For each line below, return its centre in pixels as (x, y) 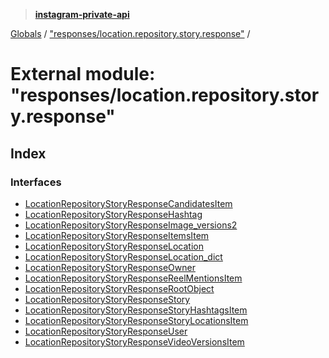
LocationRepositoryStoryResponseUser (106, 331)
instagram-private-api (82, 14)
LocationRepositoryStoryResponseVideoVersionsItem (134, 341)
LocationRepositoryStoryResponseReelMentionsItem (133, 278)
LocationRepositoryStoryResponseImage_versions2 (131, 225)
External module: (83, 74)
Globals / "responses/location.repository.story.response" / (130, 33)
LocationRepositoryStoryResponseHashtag (113, 214)
